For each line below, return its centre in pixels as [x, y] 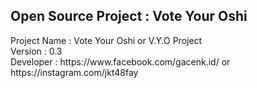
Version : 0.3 [36, 51]
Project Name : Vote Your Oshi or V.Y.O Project [106, 40]
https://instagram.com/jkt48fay [74, 72]
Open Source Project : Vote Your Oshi [129, 16]
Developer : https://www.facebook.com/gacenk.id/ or [120, 61]
